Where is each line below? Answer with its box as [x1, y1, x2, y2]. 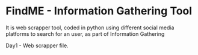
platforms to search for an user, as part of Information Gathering [5, 30, 165, 37]
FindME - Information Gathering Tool [5, 4, 193, 18]
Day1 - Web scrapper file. [5, 42, 69, 49]
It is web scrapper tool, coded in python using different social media [5, 24, 175, 31]
